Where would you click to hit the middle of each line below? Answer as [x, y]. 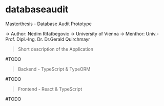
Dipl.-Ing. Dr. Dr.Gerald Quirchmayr [53, 39]
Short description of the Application [56, 49]
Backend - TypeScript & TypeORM [54, 69]
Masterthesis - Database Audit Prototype [49, 24]
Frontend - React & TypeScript [50, 89]
